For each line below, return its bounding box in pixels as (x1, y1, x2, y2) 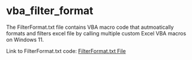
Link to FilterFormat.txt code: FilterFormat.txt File (6, 47, 126, 54)
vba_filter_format (6, 4, 94, 18)
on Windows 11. (6, 36, 44, 43)
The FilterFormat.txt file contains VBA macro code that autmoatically (6, 24, 174, 31)
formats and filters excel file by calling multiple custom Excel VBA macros (6, 29, 186, 36)
